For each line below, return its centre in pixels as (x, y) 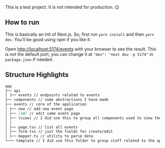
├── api (13, 91)
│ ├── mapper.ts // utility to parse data (49, 136)
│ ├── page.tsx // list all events (41, 127)
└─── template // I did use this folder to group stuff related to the (80, 141)
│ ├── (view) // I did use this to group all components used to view (79, 118)
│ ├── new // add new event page (39, 109)
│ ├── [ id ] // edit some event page (42, 113)
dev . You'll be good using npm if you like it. (48, 39)
